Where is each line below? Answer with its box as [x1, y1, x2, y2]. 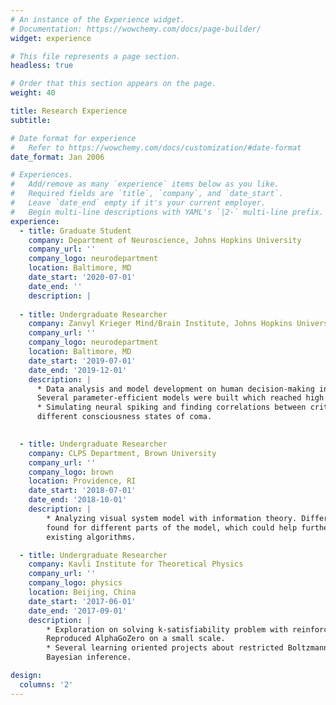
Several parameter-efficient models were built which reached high [36, 393, 325, 403]
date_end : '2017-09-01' [28, 606, 128, 616]
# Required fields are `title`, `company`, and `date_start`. [10, 189, 284, 199]
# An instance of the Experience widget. [10, 14, 186, 25]
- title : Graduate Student [19, 226, 132, 236]
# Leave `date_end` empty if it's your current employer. [10, 198, 267, 208]
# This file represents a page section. [10, 51, 182, 61]
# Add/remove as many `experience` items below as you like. [10, 179, 280, 190]
